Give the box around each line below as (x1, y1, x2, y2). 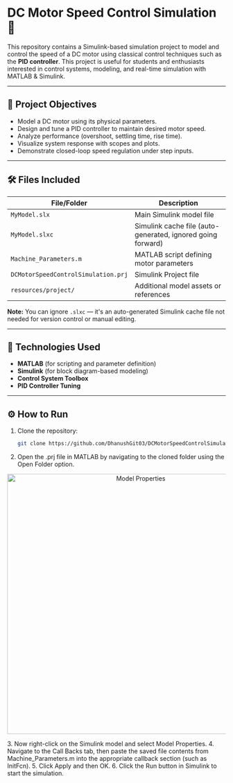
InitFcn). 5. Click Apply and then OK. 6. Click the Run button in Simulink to (7, 762, 217, 771)
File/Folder (51, 198, 88, 207)
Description (158, 198, 199, 207)
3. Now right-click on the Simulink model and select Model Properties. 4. (7, 740, 215, 748)
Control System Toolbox (17, 375, 89, 383)
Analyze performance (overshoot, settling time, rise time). (17, 132, 182, 140)
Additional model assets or (135, 281, 222, 291)
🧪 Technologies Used (7, 341, 101, 353)
